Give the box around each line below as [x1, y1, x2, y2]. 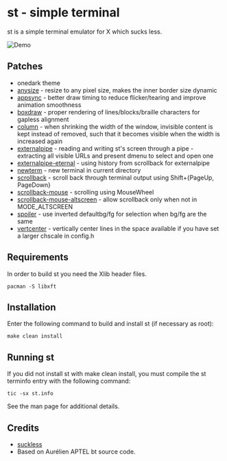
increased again [16, 137, 63, 145]
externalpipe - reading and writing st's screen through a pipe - [16, 144, 194, 152]
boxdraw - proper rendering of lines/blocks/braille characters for [16, 108, 200, 116]
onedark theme [16, 79, 60, 87]
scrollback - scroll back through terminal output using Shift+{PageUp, [16, 173, 215, 182]
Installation [7, 301, 56, 313]
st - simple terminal [7, 5, 120, 21]
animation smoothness [16, 101, 82, 109]
